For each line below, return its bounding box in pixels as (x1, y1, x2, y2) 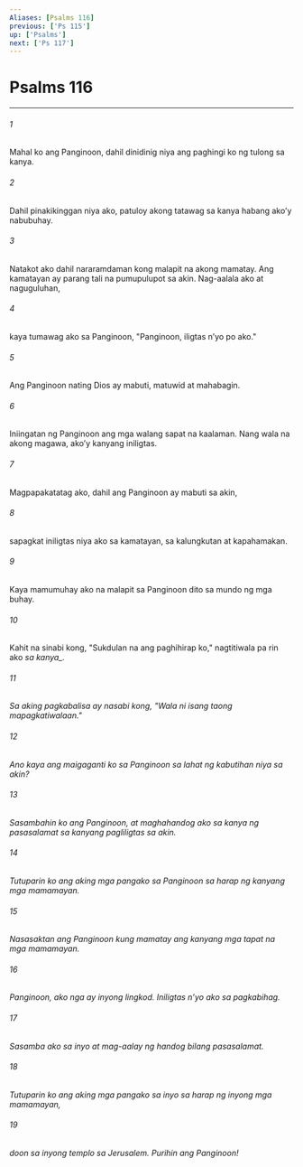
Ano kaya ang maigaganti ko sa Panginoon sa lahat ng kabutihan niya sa (9, 759, 283, 770)
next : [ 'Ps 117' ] (9, 38, 75, 48)
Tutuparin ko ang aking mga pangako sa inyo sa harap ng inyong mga (9, 1089, 272, 1100)
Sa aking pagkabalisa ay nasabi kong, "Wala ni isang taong (9, 701, 233, 712)
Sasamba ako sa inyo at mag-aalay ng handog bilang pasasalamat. (9, 1041, 264, 1051)
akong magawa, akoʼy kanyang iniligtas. (9, 438, 158, 449)
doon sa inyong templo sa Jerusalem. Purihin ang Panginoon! (9, 1148, 239, 1159)
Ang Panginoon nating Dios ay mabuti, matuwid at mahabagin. (9, 380, 241, 391)
